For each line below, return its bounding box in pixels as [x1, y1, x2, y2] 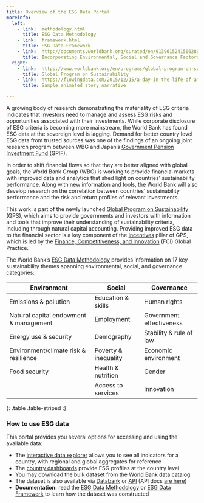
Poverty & [94, 346, 123, 355]
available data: [6, 440, 42, 447]
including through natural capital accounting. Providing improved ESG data [6, 225, 193, 232]
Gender [143, 367, 166, 376]
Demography [94, 333, 132, 341]
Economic [143, 346, 173, 355]
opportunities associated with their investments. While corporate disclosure [6, 117, 195, 125]
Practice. [6, 245, 29, 251]
